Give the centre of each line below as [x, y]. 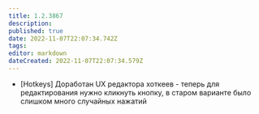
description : [30, 23]
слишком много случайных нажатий [84, 101]
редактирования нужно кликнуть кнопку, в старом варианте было [136, 92]
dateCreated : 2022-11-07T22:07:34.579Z [76, 61]
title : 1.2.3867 [36, 16]
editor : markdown [38, 53]
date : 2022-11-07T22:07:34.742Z [63, 38]
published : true [36, 31]
